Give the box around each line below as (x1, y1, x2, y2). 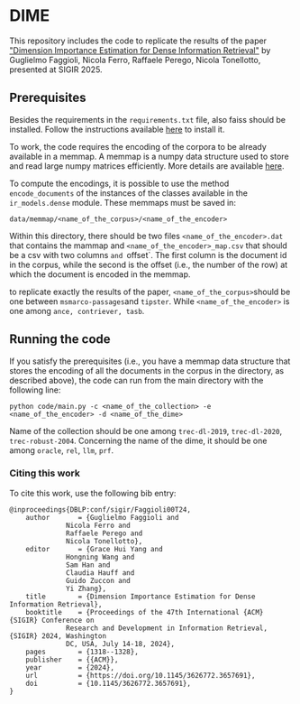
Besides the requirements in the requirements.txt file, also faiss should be (9, 114, 286, 125)
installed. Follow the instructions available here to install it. (9, 124, 225, 134)
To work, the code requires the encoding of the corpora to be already (9, 141, 268, 152)
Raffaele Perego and (66, 529, 143, 538)
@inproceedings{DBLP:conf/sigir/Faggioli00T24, (9, 505, 192, 514)
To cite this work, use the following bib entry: (9, 487, 177, 498)
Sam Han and (66, 560, 111, 570)
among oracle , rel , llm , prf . (9, 444, 114, 456)
